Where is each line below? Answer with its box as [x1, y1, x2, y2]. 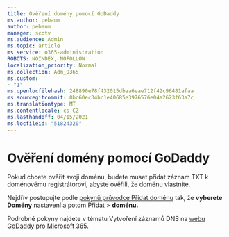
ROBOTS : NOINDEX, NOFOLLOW [7, 56, 85, 63]
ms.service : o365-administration [7, 49, 104, 56]
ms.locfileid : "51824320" [7, 120, 82, 127]
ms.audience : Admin [7, 36, 64, 43]
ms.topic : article [7, 42, 60, 49]
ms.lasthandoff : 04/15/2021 [7, 113, 89, 120]
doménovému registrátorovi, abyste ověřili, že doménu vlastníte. [7, 180, 191, 188]
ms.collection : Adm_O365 [7, 68, 79, 75]
